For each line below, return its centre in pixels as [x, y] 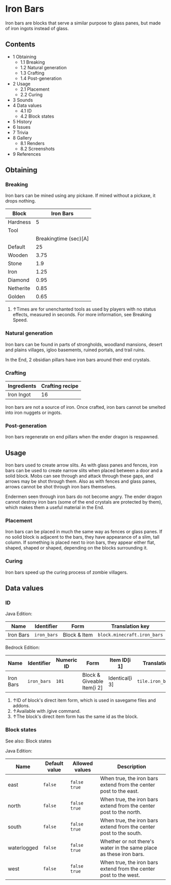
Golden [17, 297]
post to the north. [121, 812]
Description [132, 766]
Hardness [20, 222]
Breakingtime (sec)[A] [62, 239]
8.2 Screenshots [37, 149]
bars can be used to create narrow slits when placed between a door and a [84, 471]
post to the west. [120, 875]
